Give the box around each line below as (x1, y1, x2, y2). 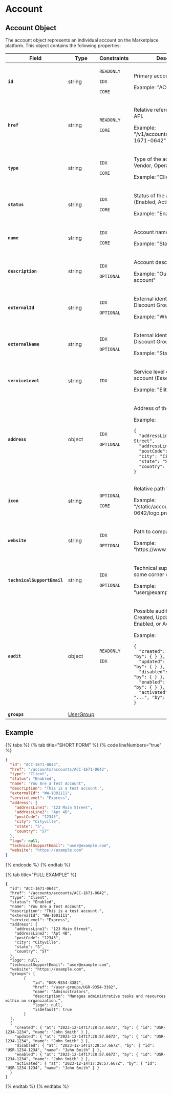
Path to (134, 528, 151, 535)
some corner (134, 571, 165, 578)
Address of (134, 405, 160, 411)
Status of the (134, 192, 165, 199)
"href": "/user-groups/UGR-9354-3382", (32, 985, 118, 990)
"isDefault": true (32, 1007, 72, 1013)
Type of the (134, 156, 161, 162)
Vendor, (134, 162, 153, 169)
